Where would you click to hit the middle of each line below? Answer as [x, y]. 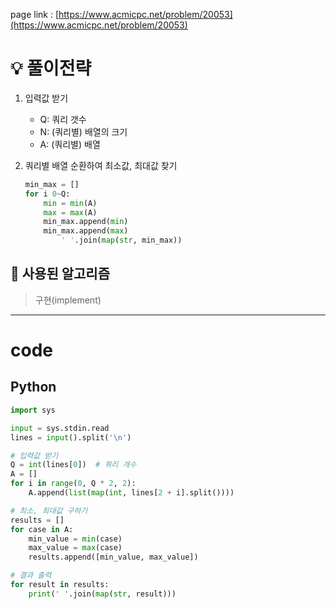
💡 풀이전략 [51, 68]
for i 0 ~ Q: [47, 194]
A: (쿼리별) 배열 [70, 144]
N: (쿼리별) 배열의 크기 [83, 131]
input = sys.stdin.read [60, 428]
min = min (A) [70, 203]
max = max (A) [70, 212]
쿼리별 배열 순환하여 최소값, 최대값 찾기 [101, 165]
